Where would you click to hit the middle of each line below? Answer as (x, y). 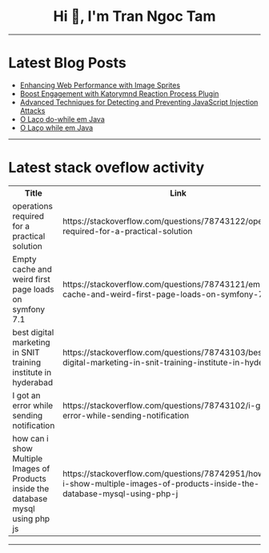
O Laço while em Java (56, 127)
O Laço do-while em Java (62, 119)
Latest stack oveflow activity (106, 168)
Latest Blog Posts (67, 63)
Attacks (32, 111)
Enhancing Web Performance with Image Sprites (100, 85)
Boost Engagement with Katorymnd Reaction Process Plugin (119, 93)
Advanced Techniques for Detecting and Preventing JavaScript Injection (139, 102)
